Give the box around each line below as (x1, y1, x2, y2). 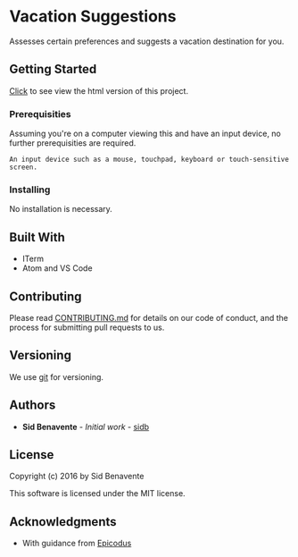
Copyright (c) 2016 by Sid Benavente (9, 471, 145, 482)
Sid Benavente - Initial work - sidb (21, 421, 150, 432)
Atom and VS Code (21, 263, 93, 274)
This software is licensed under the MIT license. (9, 488, 186, 499)
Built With (9, 230, 65, 245)
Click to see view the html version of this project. (9, 85, 189, 96)
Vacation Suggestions (9, 6, 177, 27)
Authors (9, 398, 56, 413)
